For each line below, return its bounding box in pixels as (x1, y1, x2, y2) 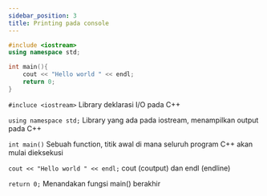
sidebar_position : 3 (8, 11, 78, 20)
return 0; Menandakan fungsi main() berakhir (8, 178, 161, 188)
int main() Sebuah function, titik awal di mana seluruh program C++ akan (8, 139, 253, 149)
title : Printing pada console (8, 19, 110, 27)
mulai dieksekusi (8, 147, 64, 157)
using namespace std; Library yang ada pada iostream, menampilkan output (8, 115, 259, 125)
